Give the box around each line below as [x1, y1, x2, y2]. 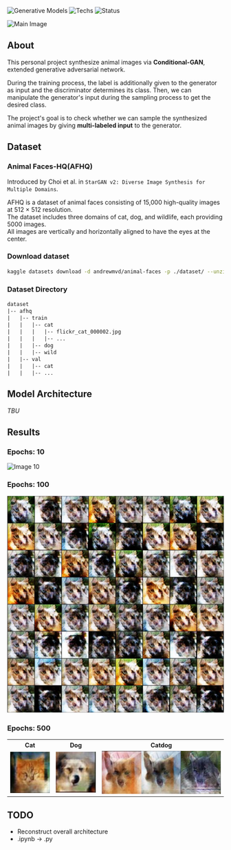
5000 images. [7, 220, 47, 228]
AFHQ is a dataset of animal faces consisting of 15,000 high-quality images [7, 198, 220, 206]
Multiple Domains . [7, 184, 58, 193]
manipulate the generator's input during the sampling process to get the [7, 93, 211, 101]
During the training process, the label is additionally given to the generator [7, 78, 218, 87]
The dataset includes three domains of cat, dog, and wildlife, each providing [7, 212, 223, 221]
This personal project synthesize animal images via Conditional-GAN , [7, 58, 206, 66]
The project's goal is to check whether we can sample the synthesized [7, 113, 208, 122]
